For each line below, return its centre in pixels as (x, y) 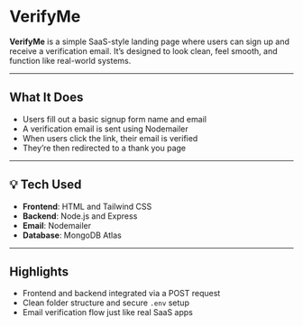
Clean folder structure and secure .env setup (106, 303)
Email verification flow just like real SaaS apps (108, 312)
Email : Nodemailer (57, 225)
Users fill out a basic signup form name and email (115, 119)
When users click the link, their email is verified (110, 138)
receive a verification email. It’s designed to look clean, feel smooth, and (143, 50)
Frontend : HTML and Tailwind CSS (87, 206)
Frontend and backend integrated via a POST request (121, 294)
